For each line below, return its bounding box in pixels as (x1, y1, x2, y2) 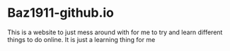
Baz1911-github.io (7, 5, 115, 21)
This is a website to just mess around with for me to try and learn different (7, 28, 223, 36)
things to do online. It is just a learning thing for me (7, 35, 156, 43)
